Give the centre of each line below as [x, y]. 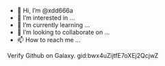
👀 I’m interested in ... [46, 18]
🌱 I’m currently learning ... [53, 25]
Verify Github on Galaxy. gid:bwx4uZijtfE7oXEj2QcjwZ [83, 55]
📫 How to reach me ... [49, 40]
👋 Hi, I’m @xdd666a [45, 11]
